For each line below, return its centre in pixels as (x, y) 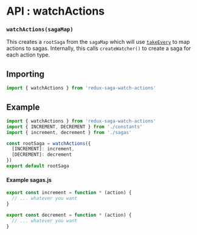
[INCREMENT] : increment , (43, 149)
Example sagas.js (29, 180)
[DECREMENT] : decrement (42, 155)
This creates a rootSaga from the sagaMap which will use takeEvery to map (98, 42)
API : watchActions (56, 11)
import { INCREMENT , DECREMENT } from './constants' (74, 127)
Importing (25, 74)
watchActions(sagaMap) (40, 30)
